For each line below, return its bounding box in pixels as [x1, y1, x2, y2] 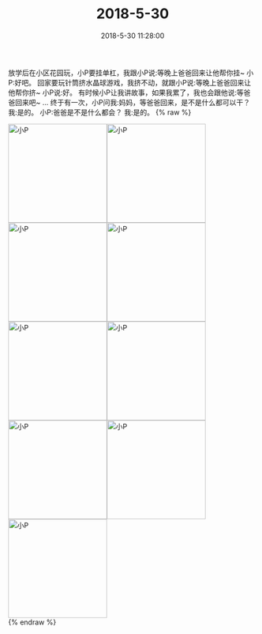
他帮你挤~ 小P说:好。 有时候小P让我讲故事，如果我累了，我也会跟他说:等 [8, 88, 245, 97]
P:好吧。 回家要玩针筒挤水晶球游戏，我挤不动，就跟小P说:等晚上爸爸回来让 [8, 77, 251, 87]
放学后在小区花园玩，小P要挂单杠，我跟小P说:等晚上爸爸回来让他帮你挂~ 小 [8, 68, 254, 77]
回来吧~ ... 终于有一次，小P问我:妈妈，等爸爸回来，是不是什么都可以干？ [14, 97, 251, 107]
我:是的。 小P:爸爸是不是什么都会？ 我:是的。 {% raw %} [8, 108, 192, 117]
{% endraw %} [8, 617, 57, 627]
